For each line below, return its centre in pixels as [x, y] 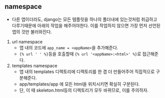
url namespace [27, 42]
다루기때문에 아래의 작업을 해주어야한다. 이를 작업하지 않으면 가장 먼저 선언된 [86, 25]
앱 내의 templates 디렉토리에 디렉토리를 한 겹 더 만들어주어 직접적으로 [87, 71]
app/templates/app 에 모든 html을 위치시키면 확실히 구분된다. [80, 84]
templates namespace [35, 66]
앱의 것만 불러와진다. [32, 32]
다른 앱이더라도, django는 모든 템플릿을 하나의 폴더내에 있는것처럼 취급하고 [84, 19]
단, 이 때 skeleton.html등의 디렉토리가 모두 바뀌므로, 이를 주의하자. [84, 90]
